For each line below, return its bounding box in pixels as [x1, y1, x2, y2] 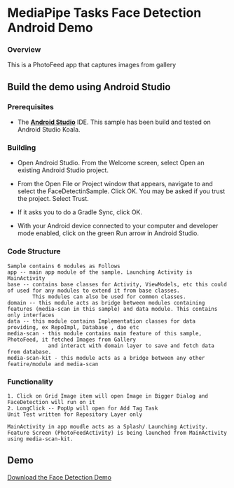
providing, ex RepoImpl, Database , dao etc [7, 323, 139, 330]
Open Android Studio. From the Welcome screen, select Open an [17, 159, 205, 167]
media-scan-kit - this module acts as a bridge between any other [7, 354, 205, 361]
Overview [7, 45, 41, 55]
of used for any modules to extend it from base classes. [7, 287, 180, 294]
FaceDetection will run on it [7, 399, 96, 406]
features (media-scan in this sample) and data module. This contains [7, 305, 218, 312]
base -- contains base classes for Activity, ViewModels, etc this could [7, 281, 228, 288]
